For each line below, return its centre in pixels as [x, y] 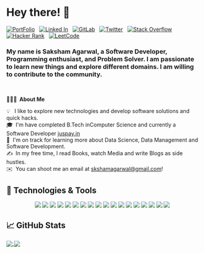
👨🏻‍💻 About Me [26, 99]
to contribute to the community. [54, 74]
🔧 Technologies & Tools [51, 190]
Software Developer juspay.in [43, 134]
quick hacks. [22, 118]
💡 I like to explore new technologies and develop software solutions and [98, 111]
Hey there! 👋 [38, 12]
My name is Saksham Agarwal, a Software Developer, [87, 51]
